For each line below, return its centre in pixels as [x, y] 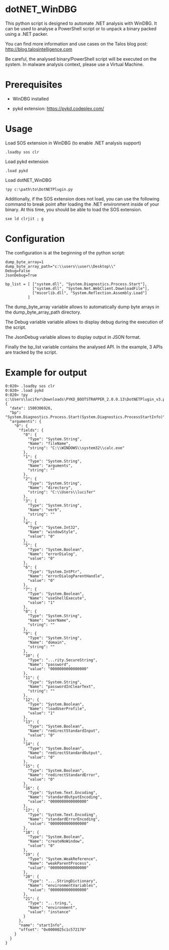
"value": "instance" [49, 912]
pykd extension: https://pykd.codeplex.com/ [58, 108]
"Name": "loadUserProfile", [57, 709]
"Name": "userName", [49, 620]
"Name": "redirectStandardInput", [64, 731]
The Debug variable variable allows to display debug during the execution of [84, 322]
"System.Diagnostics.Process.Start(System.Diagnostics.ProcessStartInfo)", [86, 417]
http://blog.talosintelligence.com [39, 49]
